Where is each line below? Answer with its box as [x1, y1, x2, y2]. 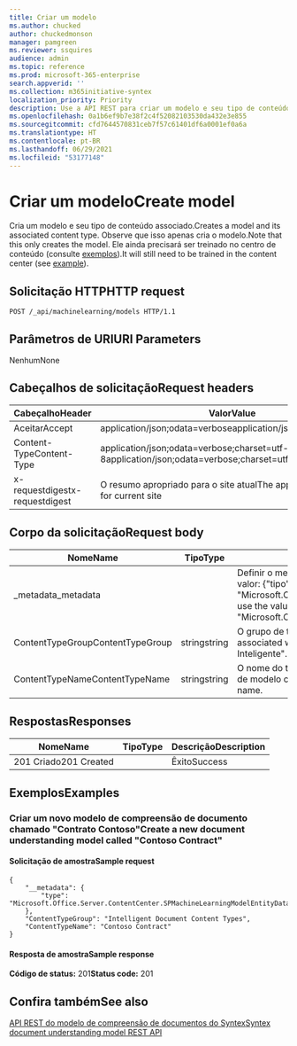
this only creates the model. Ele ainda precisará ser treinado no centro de [9, 239, 277, 250]
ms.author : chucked [9, 21, 81, 30]
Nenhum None [9, 355, 60, 366]
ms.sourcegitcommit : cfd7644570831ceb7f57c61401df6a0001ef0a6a [9, 121, 247, 129]
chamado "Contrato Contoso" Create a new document [9, 823, 246, 835]
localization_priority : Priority [9, 95, 133, 105]
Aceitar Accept [13, 422, 73, 434]
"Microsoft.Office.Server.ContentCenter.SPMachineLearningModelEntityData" [9, 899, 294, 909]
